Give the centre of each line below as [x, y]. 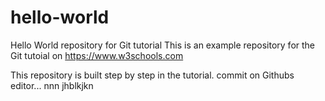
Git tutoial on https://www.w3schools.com [97, 55]
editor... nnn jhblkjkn [52, 85]
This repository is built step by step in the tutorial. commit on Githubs [152, 75]
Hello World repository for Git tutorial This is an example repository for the [163, 45]
